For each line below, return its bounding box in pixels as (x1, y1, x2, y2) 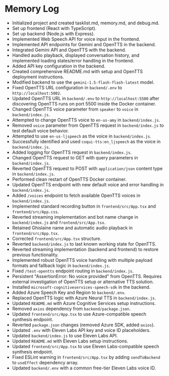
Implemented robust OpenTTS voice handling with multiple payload (12, 257, 153, 263)
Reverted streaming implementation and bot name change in (12, 214, 139, 220)
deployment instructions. (12, 74, 64, 80)
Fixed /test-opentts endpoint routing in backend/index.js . (12, 267, 134, 274)
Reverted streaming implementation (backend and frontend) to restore (12, 246, 159, 252)
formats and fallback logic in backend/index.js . (12, 262, 110, 268)
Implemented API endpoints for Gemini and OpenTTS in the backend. (12, 41, 156, 47)
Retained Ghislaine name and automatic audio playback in (12, 224, 133, 231)
